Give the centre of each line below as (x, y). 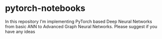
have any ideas (20, 31)
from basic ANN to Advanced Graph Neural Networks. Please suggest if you (81, 26)
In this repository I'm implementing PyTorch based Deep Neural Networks (79, 21)
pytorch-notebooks (45, 8)
